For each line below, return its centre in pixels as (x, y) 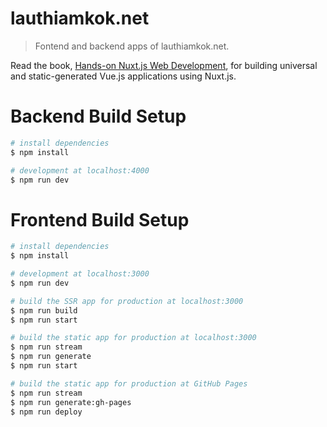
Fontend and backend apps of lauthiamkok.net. (132, 46)
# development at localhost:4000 (80, 170)
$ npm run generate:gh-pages (71, 402)
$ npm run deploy (46, 412)
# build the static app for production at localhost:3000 (133, 338)
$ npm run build (44, 310)
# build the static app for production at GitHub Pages (129, 383)
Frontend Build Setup (100, 219)
